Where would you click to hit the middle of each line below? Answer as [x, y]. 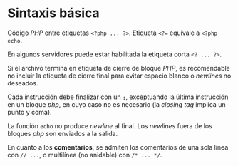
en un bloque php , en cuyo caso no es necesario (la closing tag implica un [117, 104]
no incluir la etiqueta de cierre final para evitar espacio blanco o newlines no [119, 76]
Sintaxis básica [53, 13]
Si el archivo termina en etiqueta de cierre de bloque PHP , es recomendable [119, 68]
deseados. [23, 83]
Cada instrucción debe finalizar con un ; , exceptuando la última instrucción [118, 97]
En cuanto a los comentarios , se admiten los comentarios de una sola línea [118, 147]
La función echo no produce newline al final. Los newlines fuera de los [110, 125]
